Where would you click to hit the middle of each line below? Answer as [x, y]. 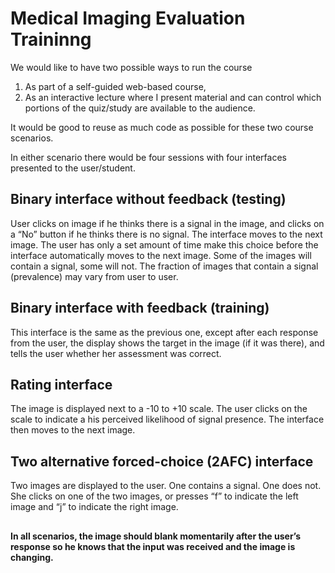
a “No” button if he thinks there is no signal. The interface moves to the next [166, 234]
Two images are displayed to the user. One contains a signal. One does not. [166, 486]
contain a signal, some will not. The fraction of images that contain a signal [164, 266]
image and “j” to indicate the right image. [94, 507]
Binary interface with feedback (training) [140, 308]
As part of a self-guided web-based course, [115, 86]
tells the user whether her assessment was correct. [116, 353]
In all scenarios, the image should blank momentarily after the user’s [156, 536]
